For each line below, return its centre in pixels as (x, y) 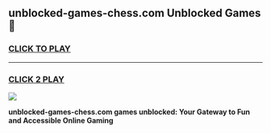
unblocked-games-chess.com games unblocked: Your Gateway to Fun (129, 111)
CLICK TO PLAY (40, 49)
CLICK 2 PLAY (36, 79)
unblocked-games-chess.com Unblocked (116, 13)
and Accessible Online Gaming (61, 120)
